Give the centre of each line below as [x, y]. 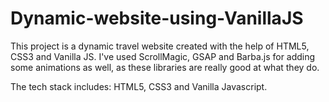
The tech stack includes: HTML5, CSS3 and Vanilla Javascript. [139, 86]
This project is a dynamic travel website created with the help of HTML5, [160, 46]
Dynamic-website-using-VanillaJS [157, 18]
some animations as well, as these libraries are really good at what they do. [165, 67]
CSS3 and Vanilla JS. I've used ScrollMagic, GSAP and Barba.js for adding [163, 56]
